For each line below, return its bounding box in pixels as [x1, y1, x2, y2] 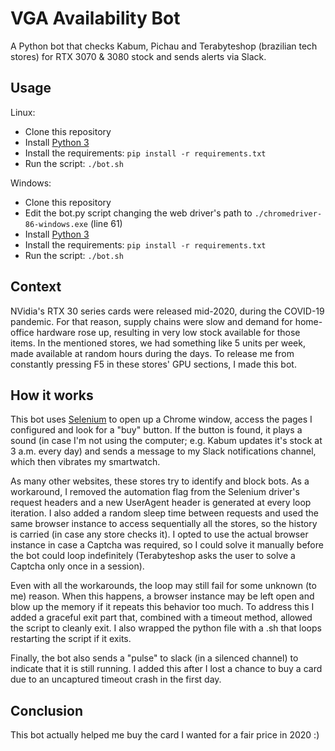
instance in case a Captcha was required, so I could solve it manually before [10, 539, 324, 551]
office [10, 326, 35, 338]
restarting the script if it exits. [10, 633, 132, 645]
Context [10, 278, 62, 296]
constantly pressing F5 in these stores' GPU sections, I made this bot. [10, 358, 297, 370]
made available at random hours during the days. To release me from [10, 347, 295, 359]
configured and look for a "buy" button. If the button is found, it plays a [10, 424, 303, 436]
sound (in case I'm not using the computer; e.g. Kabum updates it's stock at [10, 435, 323, 447]
